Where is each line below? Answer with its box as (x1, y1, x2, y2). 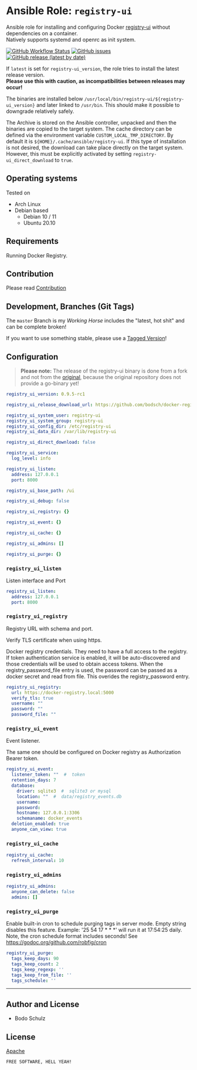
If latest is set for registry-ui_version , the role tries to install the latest (6, 65, 179, 72)
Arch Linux (14, 200, 41, 207)
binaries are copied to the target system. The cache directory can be (6, 125, 172, 132)
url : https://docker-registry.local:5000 (11, 689, 114, 696)
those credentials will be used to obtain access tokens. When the (6, 660, 164, 668)
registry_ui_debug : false (6, 498, 69, 504)
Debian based (14, 207, 49, 214)
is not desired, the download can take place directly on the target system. (6, 144, 184, 151)
